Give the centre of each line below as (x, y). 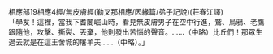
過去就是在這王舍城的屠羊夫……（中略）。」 (79, 42)
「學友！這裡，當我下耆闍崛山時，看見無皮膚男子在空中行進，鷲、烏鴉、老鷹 (136, 22)
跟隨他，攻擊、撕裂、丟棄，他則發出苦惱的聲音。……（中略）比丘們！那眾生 (136, 32)
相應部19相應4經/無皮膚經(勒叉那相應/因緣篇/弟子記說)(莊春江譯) (116, 12)
